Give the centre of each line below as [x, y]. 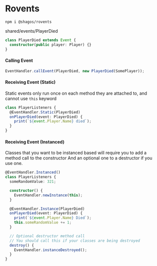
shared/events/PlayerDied [32, 31]
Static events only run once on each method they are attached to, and [76, 93]
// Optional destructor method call [47, 236]
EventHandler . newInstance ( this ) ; [48, 195]
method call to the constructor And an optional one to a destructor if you [79, 158]
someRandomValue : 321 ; [33, 182]
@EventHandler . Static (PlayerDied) [45, 112]
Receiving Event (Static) [30, 82]
